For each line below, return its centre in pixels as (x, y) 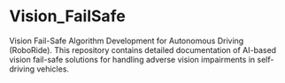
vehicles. (53, 69)
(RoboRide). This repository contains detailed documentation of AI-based (143, 49)
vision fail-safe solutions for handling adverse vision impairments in (132, 59)
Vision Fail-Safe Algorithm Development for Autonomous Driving (127, 41)
